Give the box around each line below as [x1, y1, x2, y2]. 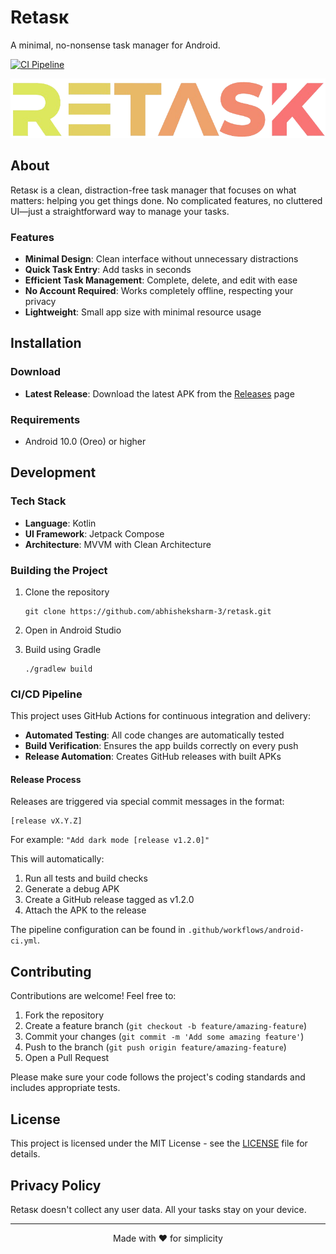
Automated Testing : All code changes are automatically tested [24, 729, 285, 741]
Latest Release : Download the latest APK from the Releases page [24, 387, 295, 400]
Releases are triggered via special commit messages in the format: [10, 796, 285, 808]
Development [10, 464, 97, 481]
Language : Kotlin [24, 517, 97, 529]
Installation [10, 335, 82, 352]
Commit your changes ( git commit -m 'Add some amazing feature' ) [24, 1031, 305, 1043]
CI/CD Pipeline [10, 687, 83, 701]
